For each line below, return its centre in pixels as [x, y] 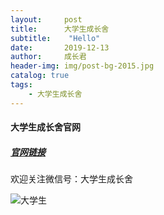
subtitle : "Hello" [55, 38]
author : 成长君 [48, 57]
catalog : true [40, 76]
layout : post [46, 19]
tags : [21, 85]
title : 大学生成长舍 [60, 29]
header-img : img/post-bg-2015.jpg [82, 66]
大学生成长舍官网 [45, 127]
